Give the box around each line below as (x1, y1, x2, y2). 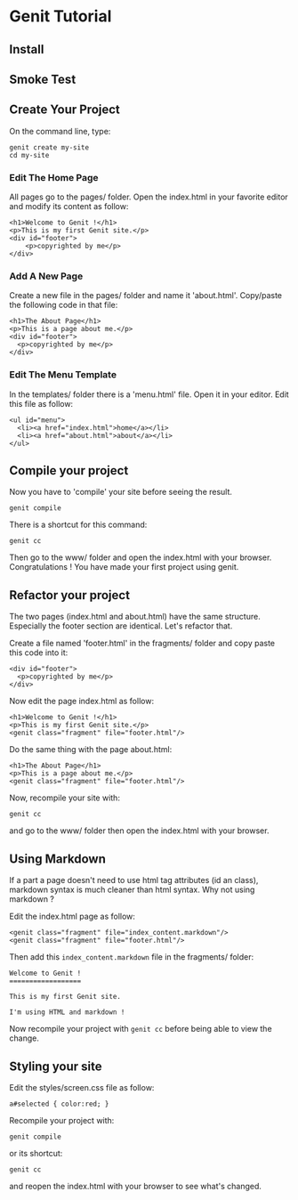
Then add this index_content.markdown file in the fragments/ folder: (9, 952, 254, 962)
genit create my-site (9, 142, 90, 152)
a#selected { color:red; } (9, 1099, 109, 1108)
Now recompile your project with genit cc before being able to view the (9, 1024, 273, 1034)
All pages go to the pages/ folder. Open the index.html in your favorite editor (9, 191, 289, 202)
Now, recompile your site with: (9, 792, 120, 803)
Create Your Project (9, 102, 120, 118)
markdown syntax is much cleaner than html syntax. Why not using (9, 884, 255, 896)
